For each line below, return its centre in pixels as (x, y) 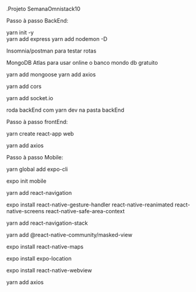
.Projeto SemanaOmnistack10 (43, 9)
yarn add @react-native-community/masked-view (70, 235)
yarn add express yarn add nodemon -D (57, 39)
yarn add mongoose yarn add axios (51, 75)
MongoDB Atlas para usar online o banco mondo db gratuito (82, 63)
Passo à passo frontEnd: (37, 122)
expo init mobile (27, 181)
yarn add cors (24, 86)
